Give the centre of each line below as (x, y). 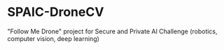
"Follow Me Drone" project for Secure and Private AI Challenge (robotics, (113, 31)
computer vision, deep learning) (54, 38)
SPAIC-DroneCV (56, 12)
